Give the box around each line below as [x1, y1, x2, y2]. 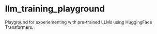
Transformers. [5, 24, 33, 30]
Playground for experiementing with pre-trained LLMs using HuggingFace [5, 19, 153, 25]
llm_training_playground [5, 3, 105, 14]
